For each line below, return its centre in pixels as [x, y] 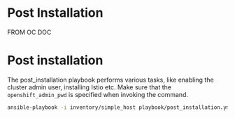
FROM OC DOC [29, 32]
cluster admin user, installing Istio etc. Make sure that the [89, 87]
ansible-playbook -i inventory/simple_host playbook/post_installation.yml [120, 107]
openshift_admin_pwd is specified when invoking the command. [98, 94]
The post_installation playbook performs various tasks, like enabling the [111, 80]
